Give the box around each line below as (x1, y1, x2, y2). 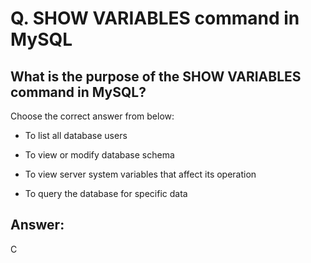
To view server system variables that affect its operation (24, 168, 257, 180)
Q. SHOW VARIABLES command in (10, 7, 300, 30)
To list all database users (24, 130, 128, 141)
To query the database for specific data (24, 188, 188, 199)
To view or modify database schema (24, 149, 175, 161)
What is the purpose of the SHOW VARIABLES (10, 68, 302, 85)
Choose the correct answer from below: (10, 110, 175, 122)
